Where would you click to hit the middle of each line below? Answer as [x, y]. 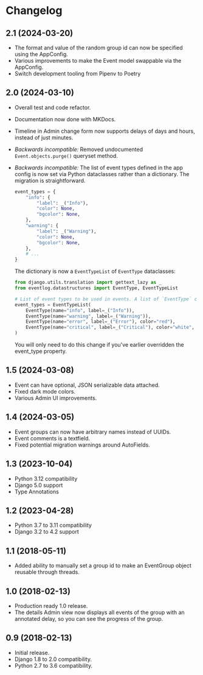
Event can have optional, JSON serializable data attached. [87, 385]
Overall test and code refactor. [53, 107]
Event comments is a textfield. [52, 438]
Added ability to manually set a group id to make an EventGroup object [103, 566]
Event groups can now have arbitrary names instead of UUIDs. [93, 432]
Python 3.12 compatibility [46, 478]
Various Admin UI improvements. [56, 398]
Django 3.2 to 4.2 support [47, 532]
